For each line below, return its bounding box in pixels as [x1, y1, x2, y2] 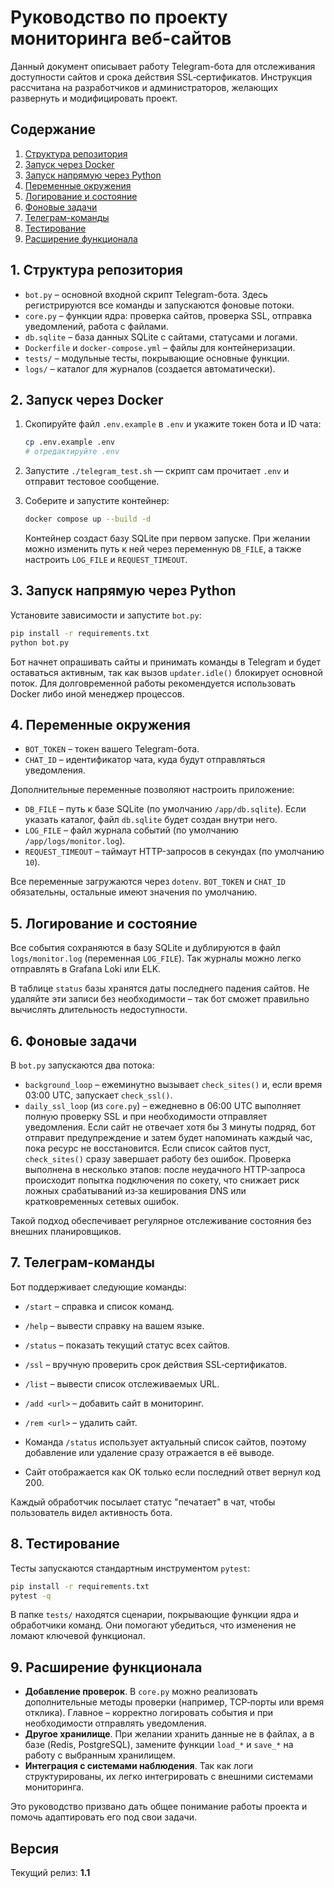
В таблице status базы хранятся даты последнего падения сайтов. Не [10, 982, 310, 995]
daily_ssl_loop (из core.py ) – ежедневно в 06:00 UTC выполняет [24, 1100, 302, 1111]
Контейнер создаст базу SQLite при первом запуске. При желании [24, 532, 311, 544]
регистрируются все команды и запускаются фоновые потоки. [24, 299, 295, 311]
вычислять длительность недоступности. [10, 1004, 188, 1016]
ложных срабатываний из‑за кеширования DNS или [24, 1185, 247, 1196]
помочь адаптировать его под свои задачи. [10, 1811, 197, 1823]
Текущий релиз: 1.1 [10, 1867, 91, 1878]
